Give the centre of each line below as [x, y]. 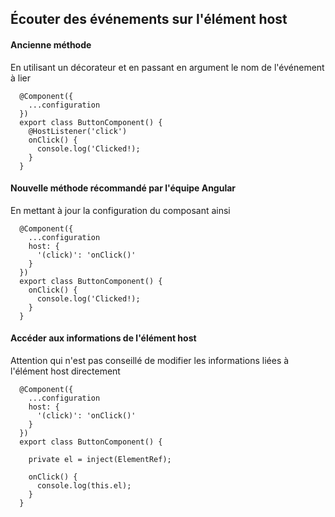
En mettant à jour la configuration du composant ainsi [120, 210]
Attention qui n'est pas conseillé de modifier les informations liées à [150, 360]
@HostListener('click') [78, 131]
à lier [21, 78]
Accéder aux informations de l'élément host [103, 338]
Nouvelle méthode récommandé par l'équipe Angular [123, 188]
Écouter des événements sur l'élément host [149, 19]
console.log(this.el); [84, 486]
